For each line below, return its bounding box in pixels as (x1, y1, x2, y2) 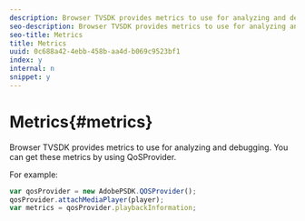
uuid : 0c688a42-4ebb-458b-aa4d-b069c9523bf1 (9, 47, 181, 56)
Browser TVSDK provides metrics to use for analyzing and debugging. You (9, 142, 289, 153)
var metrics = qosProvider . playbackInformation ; (9, 204, 197, 213)
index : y (9, 55, 43, 65)
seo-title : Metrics (9, 30, 84, 39)
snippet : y (9, 73, 51, 82)
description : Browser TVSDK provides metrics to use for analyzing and (9, 13, 286, 23)
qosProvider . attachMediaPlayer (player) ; (9, 195, 165, 205)
